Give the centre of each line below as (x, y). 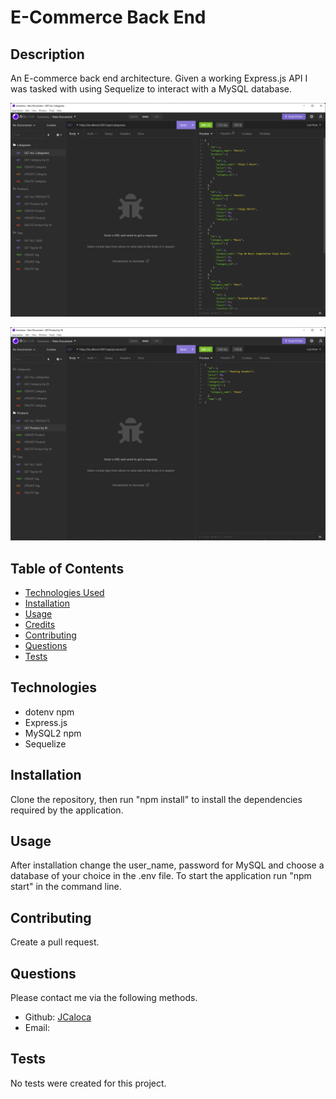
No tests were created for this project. (88, 1083)
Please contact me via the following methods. (104, 998)
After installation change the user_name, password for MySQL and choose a (167, 865)
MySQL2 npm (53, 733)
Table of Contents (67, 568)
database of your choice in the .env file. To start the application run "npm (161, 876)
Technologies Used (64, 592)
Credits (40, 624)
